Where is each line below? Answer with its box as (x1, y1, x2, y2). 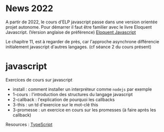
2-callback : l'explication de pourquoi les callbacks (12, 97, 115, 102)
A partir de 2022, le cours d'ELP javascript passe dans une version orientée (5, 19, 158, 25)
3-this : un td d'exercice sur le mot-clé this (12, 101, 99, 107)
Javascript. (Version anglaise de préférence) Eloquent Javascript (5, 29, 136, 35)
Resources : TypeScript (5, 121, 53, 127)
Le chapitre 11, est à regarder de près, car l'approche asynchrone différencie (5, 38, 160, 44)
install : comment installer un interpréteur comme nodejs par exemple (12, 86, 152, 92)
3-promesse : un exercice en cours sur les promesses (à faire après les (12, 107, 156, 113)
